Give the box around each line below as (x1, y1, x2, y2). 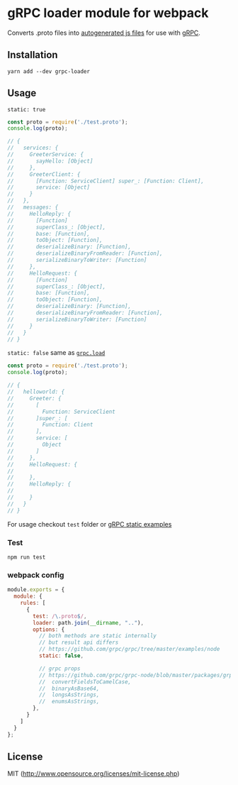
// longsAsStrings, (38, 691, 100, 698)
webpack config (7, 570, 64, 580)
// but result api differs (38, 639, 119, 647)
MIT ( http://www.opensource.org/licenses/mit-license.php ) (7, 769, 180, 778)
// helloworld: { (7, 388, 65, 395)
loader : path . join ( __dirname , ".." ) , (33, 619, 144, 626)
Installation (7, 49, 58, 61)
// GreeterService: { (7, 151, 84, 158)
